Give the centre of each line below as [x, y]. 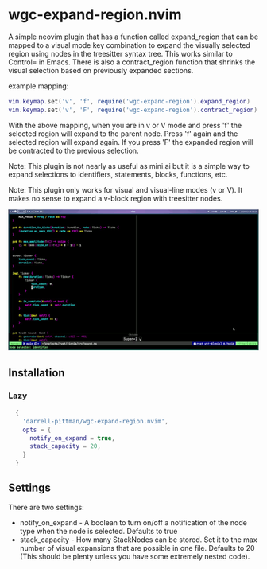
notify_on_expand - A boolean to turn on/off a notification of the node [133, 522]
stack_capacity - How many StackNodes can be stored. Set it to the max [138, 540]
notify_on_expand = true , [72, 438]
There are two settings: [46, 507]
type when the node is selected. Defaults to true [99, 531]
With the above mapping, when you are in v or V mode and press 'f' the [125, 125]
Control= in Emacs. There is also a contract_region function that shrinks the [132, 62]
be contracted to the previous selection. [74, 150]
